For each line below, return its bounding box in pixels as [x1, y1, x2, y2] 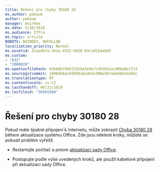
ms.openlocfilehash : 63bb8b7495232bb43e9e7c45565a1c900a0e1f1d [5, 67, 138, 72]
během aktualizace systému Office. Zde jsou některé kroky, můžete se [5, 132, 148, 138]
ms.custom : [5, 53, 28, 58]
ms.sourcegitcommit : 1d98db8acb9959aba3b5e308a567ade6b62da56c [5, 71, 138, 76]
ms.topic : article [5, 35, 43, 40]
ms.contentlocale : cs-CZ [5, 80, 56, 85]
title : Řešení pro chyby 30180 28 [5, 7, 76, 12]
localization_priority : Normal [5, 44, 69, 49]
